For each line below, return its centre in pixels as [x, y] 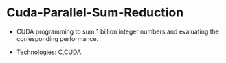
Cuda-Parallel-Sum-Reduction [95, 13]
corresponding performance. [57, 38]
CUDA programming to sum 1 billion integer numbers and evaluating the [117, 32]
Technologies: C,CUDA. [49, 52]
